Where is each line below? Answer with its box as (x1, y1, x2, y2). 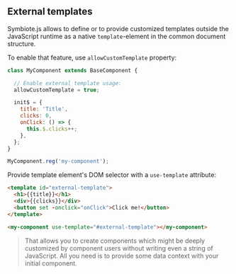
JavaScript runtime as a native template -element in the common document (7, 32, 226, 40)
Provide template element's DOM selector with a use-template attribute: (7, 171, 216, 179)
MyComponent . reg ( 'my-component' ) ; (7, 158, 110, 165)
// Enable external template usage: (13, 79, 122, 87)
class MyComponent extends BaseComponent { (7, 67, 138, 74)
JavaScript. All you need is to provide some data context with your (24, 251, 219, 260)
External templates (7, 6, 93, 18)
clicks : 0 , (20, 113, 52, 120)
